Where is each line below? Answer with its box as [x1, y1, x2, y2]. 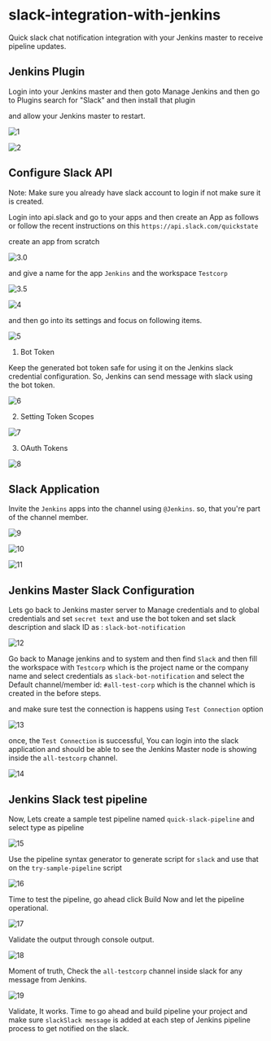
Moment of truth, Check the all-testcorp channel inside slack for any [8, 966, 243, 976]
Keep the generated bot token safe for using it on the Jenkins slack [8, 362, 234, 372]
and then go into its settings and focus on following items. [8, 315, 203, 325]
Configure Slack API [8, 166, 112, 180]
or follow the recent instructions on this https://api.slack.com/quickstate [8, 221, 259, 230]
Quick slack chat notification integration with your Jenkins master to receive [8, 33, 264, 42]
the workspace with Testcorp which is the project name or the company [8, 663, 249, 672]
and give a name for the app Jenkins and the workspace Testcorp [8, 268, 228, 278]
